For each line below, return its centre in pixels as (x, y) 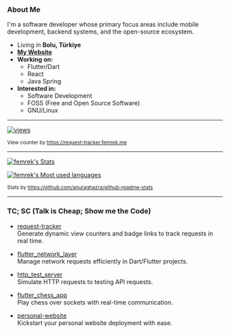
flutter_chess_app (42, 295)
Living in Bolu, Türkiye (49, 45)
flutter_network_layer (47, 254)
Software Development (60, 96)
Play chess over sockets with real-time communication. (95, 302)
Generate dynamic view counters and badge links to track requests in (115, 233)
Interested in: (36, 89)
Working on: (35, 60)
